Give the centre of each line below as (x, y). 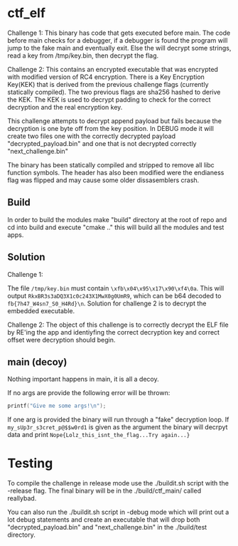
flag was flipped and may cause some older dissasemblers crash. (103, 180)
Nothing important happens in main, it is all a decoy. (83, 379)
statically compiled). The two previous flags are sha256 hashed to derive (114, 92)
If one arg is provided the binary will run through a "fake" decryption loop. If (118, 420)
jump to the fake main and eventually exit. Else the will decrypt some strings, (119, 48)
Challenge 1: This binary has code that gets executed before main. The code (119, 33)
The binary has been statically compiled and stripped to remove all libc (111, 164)
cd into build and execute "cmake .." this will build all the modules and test (116, 227)
